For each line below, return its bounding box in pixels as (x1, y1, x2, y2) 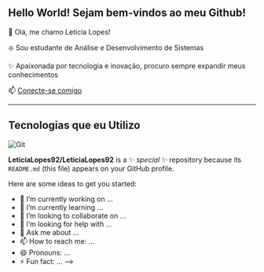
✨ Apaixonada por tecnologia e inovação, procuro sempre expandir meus (8, 61, 246, 70)
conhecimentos (8, 70, 59, 79)
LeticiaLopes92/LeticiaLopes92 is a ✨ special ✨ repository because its (8, 155, 242, 164)
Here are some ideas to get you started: (8, 178, 137, 188)
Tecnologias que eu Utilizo (8, 119, 141, 132)
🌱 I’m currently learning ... (19, 202, 104, 211)
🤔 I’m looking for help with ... (19, 219, 112, 229)
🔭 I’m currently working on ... (19, 194, 113, 204)
